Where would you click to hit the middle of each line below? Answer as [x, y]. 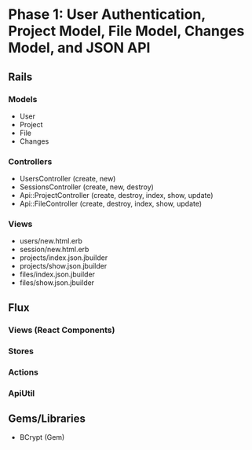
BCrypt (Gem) [42, 437]
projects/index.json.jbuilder [64, 258]
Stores [21, 351]
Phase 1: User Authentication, [107, 15]
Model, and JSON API [79, 48]
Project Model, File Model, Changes [126, 31]
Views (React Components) [62, 330]
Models [23, 99]
